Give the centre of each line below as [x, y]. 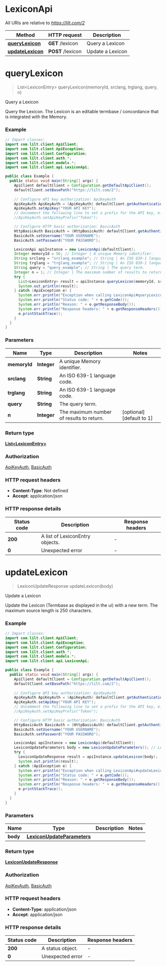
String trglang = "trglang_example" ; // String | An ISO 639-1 [81, 263]
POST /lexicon [65, 51]
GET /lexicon [63, 43]
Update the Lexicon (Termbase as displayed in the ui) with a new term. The [82, 605]
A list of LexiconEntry [66, 536]
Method [25, 35]
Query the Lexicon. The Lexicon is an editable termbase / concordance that [82, 111]
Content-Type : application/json [44, 909]
